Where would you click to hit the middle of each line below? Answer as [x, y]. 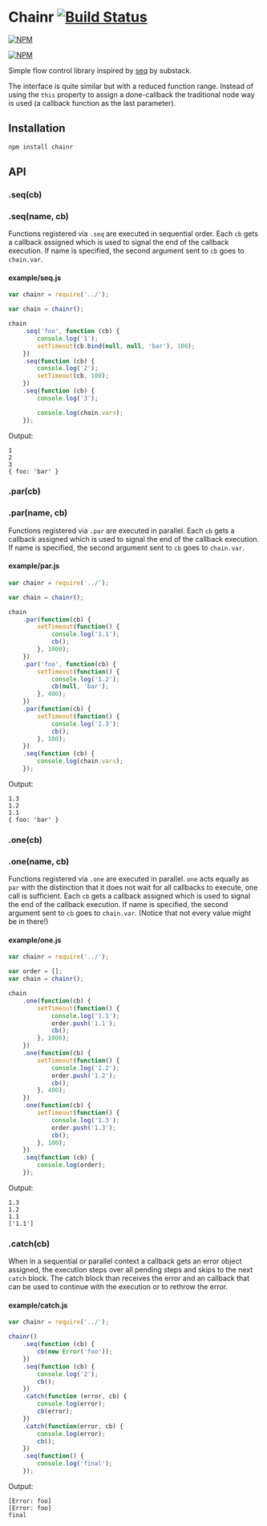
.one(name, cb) [39, 861]
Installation [37, 128]
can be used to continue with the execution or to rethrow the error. [118, 1287]
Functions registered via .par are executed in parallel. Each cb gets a [121, 531]
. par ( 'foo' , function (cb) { [69, 664]
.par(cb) [25, 491]
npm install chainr [41, 147]
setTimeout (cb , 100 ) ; [73, 376]
